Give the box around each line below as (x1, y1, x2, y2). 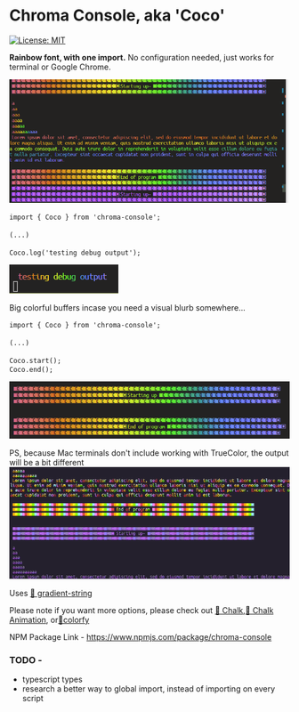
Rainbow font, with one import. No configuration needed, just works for (9, 52, 274, 62)
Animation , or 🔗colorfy (9, 614, 90, 625)
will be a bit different (9, 457, 85, 467)
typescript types (21, 674, 83, 685)
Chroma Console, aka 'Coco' (9, 5, 225, 26)
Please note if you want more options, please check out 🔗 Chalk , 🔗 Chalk (9, 604, 274, 615)
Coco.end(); (9, 365, 53, 374)
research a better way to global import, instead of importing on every (21, 684, 276, 694)
